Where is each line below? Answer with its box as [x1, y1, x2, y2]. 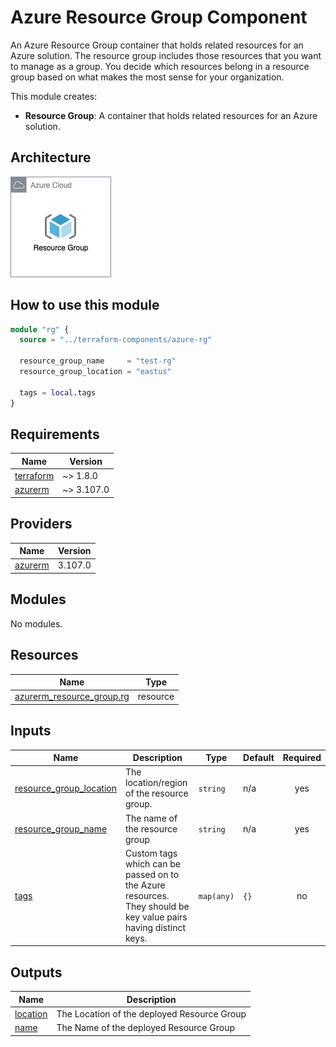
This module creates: [10, 90, 98, 102]
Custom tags [125, 847, 178, 859]
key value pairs [125, 911, 188, 923]
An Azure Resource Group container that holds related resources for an [10, 39, 304, 51]
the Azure [125, 879, 166, 891]
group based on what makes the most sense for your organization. [10, 71, 285, 83]
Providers [10, 516, 73, 533]
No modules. [10, 617, 63, 630]
